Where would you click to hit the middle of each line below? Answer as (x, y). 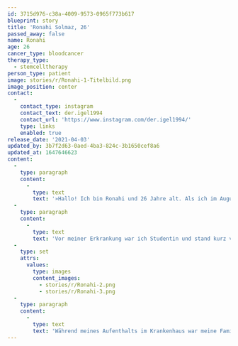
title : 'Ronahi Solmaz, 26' (49, 27)
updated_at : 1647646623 (42, 153)
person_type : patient (39, 73)
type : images (52, 271)
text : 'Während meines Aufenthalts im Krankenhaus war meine (125, 331)
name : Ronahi (27, 40)
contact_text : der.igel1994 (61, 113)
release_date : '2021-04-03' (49, 139)
